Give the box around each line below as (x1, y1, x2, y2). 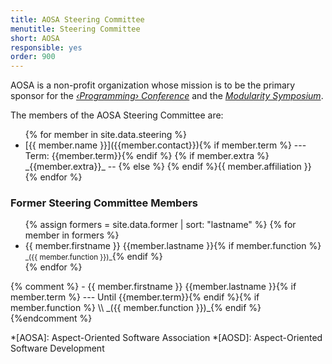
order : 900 (10, 52, 56, 62)
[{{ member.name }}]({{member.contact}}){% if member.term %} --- (24, 139, 307, 151)
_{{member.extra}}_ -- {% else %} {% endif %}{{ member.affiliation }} (24, 161, 312, 173)
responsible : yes (10, 42, 83, 53)
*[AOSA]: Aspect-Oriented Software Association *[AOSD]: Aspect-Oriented (10, 332, 323, 344)
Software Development (10, 342, 105, 355)
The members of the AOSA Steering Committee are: (10, 109, 224, 121)
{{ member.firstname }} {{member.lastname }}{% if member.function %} (24, 240, 322, 252)
